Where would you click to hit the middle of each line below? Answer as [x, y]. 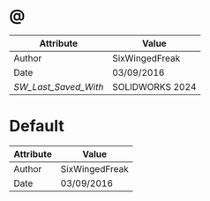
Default [37, 127]
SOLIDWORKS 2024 [154, 86]
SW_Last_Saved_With [59, 86]
